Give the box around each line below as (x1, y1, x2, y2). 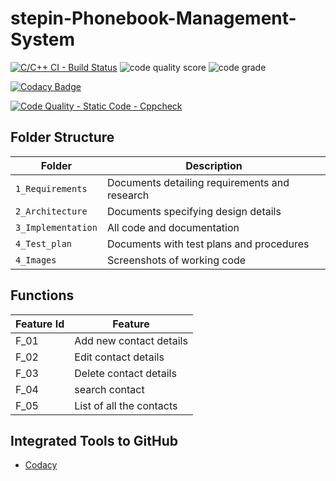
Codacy (24, 459, 58, 471)
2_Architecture (15, 205, 88, 217)
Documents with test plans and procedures (106, 237, 310, 251)
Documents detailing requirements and (106, 175, 290, 189)
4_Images (15, 254, 57, 266)
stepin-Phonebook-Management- (10, 7, 297, 30)
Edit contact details (74, 350, 165, 364)
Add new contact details (74, 333, 188, 347)
